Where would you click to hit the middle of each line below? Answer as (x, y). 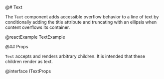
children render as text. (29, 61)
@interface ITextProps (28, 71)
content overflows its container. (38, 27)
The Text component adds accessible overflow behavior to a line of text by (82, 17)
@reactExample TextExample (35, 37)
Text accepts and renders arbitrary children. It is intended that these (75, 56)
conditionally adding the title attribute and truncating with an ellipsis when (81, 22)
